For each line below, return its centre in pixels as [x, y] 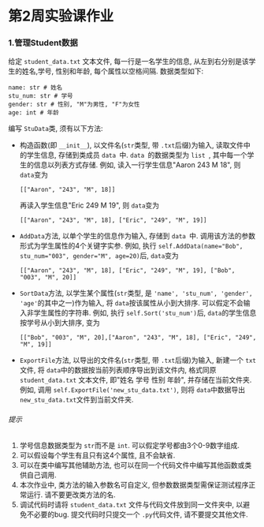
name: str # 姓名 [35, 88]
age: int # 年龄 [33, 113]
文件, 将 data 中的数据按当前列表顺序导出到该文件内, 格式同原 [118, 370]
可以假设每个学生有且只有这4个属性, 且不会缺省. [97, 455]
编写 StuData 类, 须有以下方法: [56, 129]
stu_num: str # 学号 [41, 96]
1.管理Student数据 [43, 43]
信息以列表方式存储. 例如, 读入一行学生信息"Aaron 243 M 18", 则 [137, 165]
